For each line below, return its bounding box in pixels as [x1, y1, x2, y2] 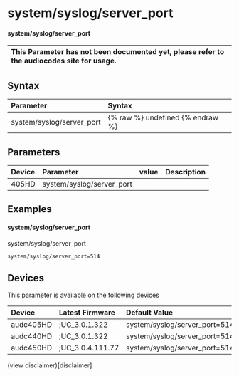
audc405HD [11, 320, 52, 330]
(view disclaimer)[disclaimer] [7, 361, 92, 370]
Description [164, 167, 206, 177]
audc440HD [11, 331, 52, 341]
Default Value [125, 308, 173, 318]
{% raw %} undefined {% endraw [107, 113, 219, 122]
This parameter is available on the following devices [7, 291, 160, 300]
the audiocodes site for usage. [11, 56, 117, 66]
